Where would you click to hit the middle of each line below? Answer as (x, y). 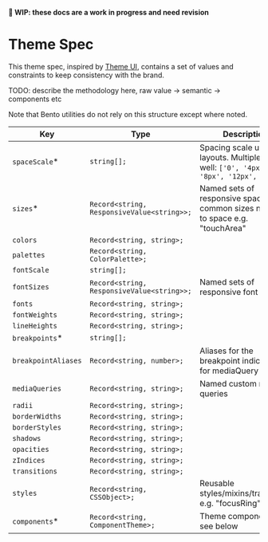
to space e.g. (224, 218)
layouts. (214, 157)
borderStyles (37, 427)
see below (219, 526)
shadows (27, 438)
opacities (31, 449)
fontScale (31, 270)
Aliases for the (226, 351)
